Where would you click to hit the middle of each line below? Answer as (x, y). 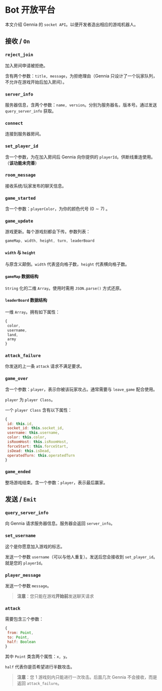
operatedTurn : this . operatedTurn (41, 455)
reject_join (19, 55)
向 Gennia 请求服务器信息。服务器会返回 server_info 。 (60, 523)
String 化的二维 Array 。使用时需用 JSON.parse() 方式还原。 (64, 288)
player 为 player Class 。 (30, 400)
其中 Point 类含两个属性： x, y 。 (37, 656)
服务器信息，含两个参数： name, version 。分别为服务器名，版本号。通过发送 (81, 105)
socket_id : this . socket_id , (36, 428)
